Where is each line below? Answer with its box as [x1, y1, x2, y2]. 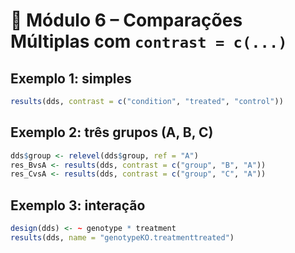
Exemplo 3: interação [10, 197, 146, 214]
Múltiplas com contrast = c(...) [10, 30, 288, 53]
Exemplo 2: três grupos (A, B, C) [10, 124, 214, 141]
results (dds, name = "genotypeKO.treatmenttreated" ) [10, 233, 235, 243]
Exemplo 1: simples [10, 70, 132, 87]
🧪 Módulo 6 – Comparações [10, 9, 243, 32]
